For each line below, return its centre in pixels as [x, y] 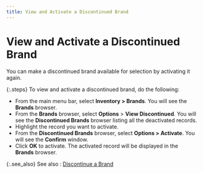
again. [14, 77]
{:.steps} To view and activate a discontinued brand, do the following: [93, 89]
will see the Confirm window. [52, 139]
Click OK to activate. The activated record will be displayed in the [97, 146]
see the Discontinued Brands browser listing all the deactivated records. [106, 120]
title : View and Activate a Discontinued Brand [68, 12]
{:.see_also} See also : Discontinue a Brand [60, 164]
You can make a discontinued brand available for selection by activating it [98, 71]
